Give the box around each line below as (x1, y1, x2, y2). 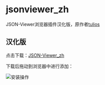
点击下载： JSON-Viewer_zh (6, 52, 65, 58)
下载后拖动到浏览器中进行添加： (6, 63, 73, 69)
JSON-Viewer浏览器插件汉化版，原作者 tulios (6, 21, 100, 27)
